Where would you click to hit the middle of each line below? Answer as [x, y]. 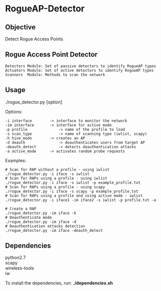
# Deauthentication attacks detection [45, 226]
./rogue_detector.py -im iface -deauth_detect [54, 230]
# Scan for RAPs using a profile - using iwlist [56, 178]
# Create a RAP [21, 209]
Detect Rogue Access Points [34, 39]
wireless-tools [20, 268]
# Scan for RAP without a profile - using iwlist [57, 170]
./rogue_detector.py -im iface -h [41, 213]
